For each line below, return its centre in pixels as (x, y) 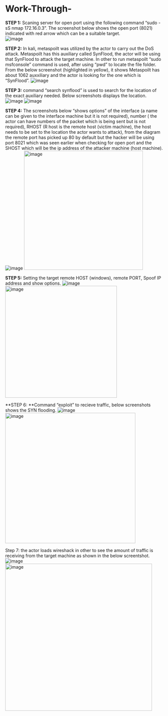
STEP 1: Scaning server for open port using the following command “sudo (81, 23)
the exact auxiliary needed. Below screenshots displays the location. (76, 96)
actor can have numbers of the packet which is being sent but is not (75, 121)
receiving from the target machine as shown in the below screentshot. (77, 556)
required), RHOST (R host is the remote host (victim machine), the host (78, 127)
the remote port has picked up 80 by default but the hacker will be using (80, 137)
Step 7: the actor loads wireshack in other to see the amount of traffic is (79, 550)
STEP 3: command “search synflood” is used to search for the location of (81, 90)
